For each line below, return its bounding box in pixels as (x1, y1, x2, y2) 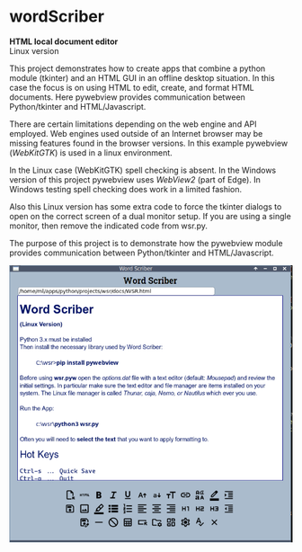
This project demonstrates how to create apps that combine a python (9, 63, 266, 74)
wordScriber (9, 6, 105, 27)
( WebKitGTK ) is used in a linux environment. (9, 147, 173, 158)
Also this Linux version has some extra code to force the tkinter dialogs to (9, 200, 282, 212)
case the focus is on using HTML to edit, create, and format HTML (9, 82, 254, 93)
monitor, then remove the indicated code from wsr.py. (9, 220, 209, 231)
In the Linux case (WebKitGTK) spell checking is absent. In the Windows (9, 165, 277, 175)
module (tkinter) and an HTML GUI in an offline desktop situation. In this (9, 72, 276, 83)
